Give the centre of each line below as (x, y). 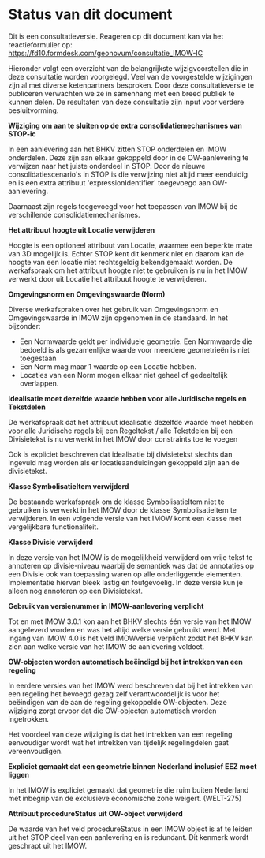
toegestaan (38, 358)
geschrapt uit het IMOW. (48, 845)
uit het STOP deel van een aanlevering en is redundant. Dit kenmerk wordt (129, 837)
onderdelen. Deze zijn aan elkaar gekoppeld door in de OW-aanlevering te (129, 157)
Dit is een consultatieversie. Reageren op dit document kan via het (116, 36)
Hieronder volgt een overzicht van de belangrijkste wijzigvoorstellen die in (129, 68)
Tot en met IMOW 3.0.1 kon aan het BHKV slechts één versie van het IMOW (130, 621)
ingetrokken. (28, 718)
